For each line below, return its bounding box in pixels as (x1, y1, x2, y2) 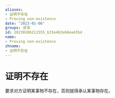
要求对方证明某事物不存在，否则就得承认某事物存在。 (5, 88, 113, 94)
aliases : (5, 7, 23, 12)
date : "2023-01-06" (5, 21, 45, 26)
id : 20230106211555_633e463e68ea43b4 (5, 30, 83, 35)
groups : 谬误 (5, 25, 30, 30)
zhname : (5, 44, 21, 49)
